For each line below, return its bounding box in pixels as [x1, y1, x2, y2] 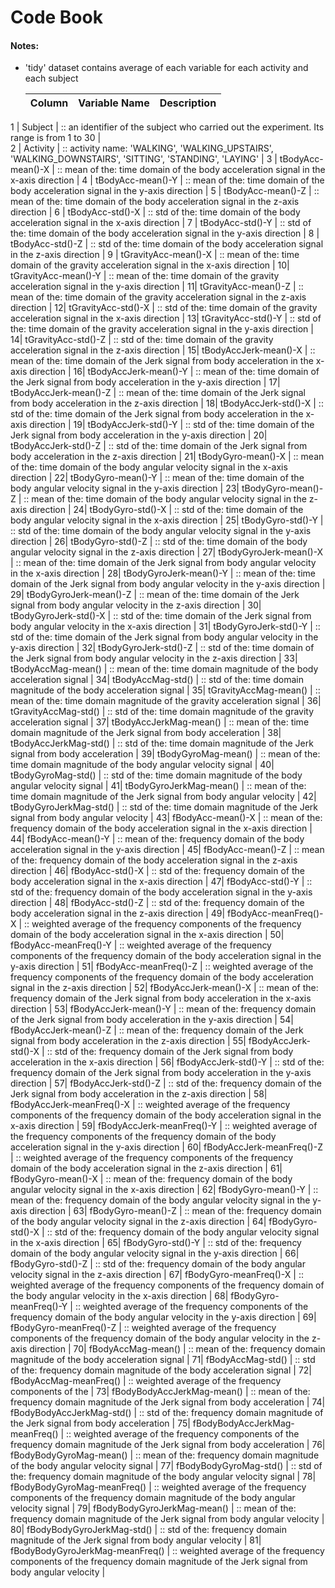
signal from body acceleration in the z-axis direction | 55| [10, 1035, 247, 1047]
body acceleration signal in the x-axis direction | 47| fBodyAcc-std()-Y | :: [10, 876, 313, 888]
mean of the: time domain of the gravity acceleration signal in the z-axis [10, 291, 307, 303]
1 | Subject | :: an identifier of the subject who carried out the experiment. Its [10, 121, 325, 133]
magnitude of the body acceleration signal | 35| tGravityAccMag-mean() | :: [10, 684, 321, 696]
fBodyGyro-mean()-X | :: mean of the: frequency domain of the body [10, 1173, 293, 1185]
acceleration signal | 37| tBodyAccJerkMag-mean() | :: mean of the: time [10, 716, 310, 728]
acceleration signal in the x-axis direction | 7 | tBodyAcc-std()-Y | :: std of [10, 217, 312, 229]
